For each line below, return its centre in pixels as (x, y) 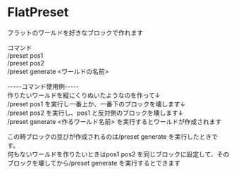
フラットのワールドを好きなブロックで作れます (75, 32)
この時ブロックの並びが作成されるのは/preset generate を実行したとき (110, 136)
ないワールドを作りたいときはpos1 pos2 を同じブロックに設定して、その (124, 154)
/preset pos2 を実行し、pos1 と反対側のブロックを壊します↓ (95, 113)
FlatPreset (38, 12)
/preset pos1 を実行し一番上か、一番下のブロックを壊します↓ (97, 104)
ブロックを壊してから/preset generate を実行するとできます (94, 163)
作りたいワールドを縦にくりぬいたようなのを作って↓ (84, 95)
